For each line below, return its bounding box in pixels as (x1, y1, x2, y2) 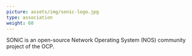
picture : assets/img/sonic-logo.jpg (6, 8, 99, 15)
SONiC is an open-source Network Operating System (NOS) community (6, 37, 187, 44)
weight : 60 (6, 20, 34, 26)
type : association (6, 14, 53, 20)
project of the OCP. (6, 43, 55, 50)
